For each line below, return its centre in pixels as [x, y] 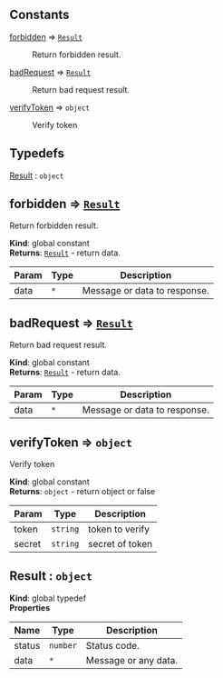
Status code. [113, 645]
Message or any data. [132, 660]
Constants [39, 15]
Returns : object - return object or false [82, 492]
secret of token [120, 544]
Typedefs [37, 154]
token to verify [118, 529]
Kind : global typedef [48, 598]
